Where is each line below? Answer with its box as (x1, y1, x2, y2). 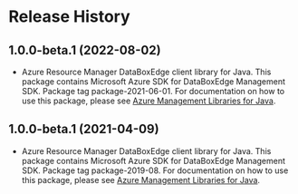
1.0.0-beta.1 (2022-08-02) (8, 43, 161, 58)
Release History (8, 6, 130, 27)
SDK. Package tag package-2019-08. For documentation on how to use (21, 165, 289, 176)
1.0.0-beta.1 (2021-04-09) (8, 121, 159, 137)
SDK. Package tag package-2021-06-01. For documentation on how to (21, 86, 285, 96)
